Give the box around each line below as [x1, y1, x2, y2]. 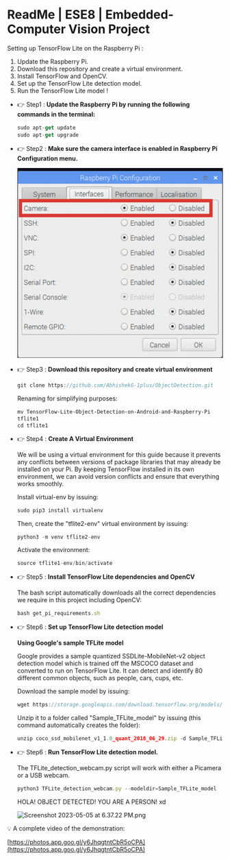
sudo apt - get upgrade [16, 131, 79, 139]
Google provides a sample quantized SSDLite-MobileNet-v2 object [16, 652, 205, 660]
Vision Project [68, 21, 151, 37]
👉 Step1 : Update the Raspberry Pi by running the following [16, 100, 190, 108]
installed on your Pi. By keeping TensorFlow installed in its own [16, 465, 195, 473]
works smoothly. [16, 479, 64, 488]
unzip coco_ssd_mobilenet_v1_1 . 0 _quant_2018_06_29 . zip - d [16, 735, 186, 742]
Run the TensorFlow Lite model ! [16, 86, 108, 95]
